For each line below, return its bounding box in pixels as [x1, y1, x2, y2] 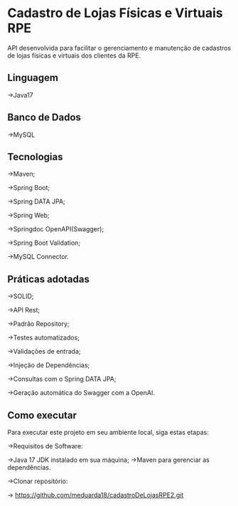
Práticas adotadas [7, 273, 90, 285]
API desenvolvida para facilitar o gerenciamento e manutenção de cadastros [7, 43, 232, 52]
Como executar [7, 409, 77, 421]
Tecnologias [7, 151, 63, 163]
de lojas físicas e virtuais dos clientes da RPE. [7, 51, 141, 60]
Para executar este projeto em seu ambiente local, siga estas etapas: [7, 428, 210, 436]
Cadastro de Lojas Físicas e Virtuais [7, 5, 224, 21]
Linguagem [7, 72, 59, 84]
